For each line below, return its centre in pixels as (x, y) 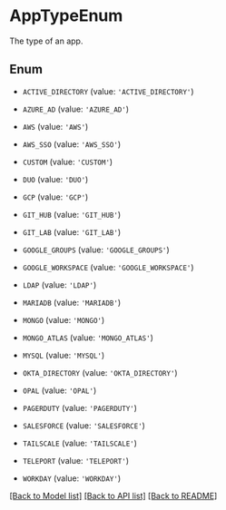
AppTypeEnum (66, 16)
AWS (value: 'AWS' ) (55, 126)
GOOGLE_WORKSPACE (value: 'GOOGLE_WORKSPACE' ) (108, 267)
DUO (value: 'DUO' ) (55, 179)
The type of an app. (46, 41)
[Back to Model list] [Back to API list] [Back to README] (113, 495)
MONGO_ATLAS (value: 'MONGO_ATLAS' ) (88, 338)
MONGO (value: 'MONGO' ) (64, 319)
